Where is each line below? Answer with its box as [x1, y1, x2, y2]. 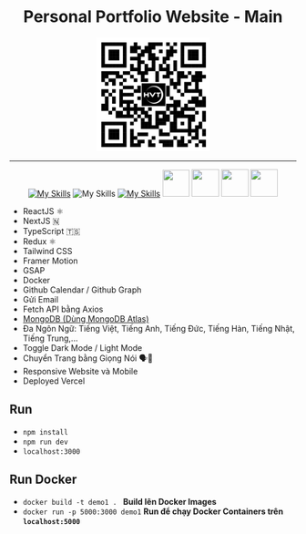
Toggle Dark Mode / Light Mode [22, 342, 143, 353]
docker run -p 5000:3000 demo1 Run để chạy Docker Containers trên [22, 506, 284, 517]
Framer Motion [22, 255, 79, 266]
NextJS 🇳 [22, 215, 60, 226]
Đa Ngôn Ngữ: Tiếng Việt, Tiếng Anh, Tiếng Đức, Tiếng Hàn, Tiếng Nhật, [22, 323, 296, 334]
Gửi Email [22, 293, 59, 304]
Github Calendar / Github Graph [22, 284, 142, 295]
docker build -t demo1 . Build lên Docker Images [22, 496, 217, 507]
